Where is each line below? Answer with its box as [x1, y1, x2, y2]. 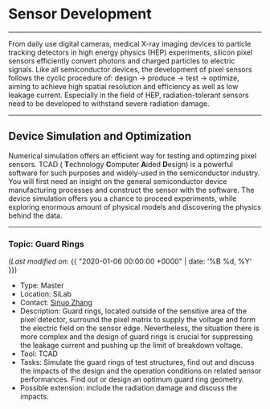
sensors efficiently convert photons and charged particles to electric [8, 55, 235, 65]
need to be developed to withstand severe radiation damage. [8, 98, 211, 108]
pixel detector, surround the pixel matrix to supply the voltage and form [19, 315, 256, 325]
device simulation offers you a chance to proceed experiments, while [8, 194, 237, 203]
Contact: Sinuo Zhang [19, 298, 92, 308]
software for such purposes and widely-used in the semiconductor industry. [8, 168, 260, 178]
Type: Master [19, 280, 64, 290]
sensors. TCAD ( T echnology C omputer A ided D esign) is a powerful [8, 159, 233, 169]
